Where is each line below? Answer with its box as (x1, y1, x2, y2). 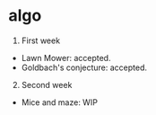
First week (21, 35, 60, 46)
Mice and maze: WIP (21, 96, 98, 108)
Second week (21, 79, 73, 90)
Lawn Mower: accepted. (21, 52, 111, 63)
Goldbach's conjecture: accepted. (21, 62, 148, 73)
